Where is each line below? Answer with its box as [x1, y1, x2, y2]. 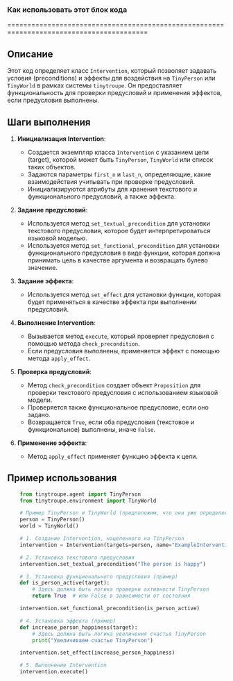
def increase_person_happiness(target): [19, 623, 138, 631]
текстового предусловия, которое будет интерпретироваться [27, 226, 211, 235]
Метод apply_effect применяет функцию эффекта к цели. [27, 452, 198, 460]
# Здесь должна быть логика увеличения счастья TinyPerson [32, 630, 207, 637]
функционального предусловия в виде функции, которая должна [27, 249, 221, 257]
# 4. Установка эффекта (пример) [19, 617, 116, 624]
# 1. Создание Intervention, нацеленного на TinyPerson [19, 535, 185, 542]
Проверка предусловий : [17, 367, 92, 376]
